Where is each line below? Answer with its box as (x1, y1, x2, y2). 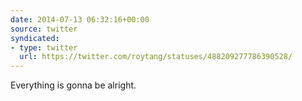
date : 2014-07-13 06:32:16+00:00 (10, 14, 150, 25)
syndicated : (10, 33, 60, 43)
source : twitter (10, 24, 78, 34)
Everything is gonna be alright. (10, 79, 137, 91)
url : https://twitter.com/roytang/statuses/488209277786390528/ (19, 52, 293, 62)
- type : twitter (10, 42, 78, 53)
